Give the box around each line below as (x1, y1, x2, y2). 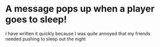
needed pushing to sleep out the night (5, 36, 86, 42)
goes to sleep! (5, 14, 67, 25)
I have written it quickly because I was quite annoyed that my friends (5, 30, 150, 36)
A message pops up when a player (5, 3, 155, 15)
